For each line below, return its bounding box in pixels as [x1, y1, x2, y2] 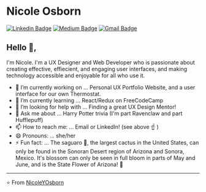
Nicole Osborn [6, 4, 82, 18]
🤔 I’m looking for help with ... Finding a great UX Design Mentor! [15, 103, 177, 110]
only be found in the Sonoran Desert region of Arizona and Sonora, [15, 147, 185, 155]
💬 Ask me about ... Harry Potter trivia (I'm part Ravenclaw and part [15, 109, 183, 117]
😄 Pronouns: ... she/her [15, 132, 75, 139]
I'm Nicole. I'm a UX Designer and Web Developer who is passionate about [6, 58, 195, 66]
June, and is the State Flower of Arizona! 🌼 [15, 161, 124, 168]
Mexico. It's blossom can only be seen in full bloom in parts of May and [15, 154, 196, 161]
